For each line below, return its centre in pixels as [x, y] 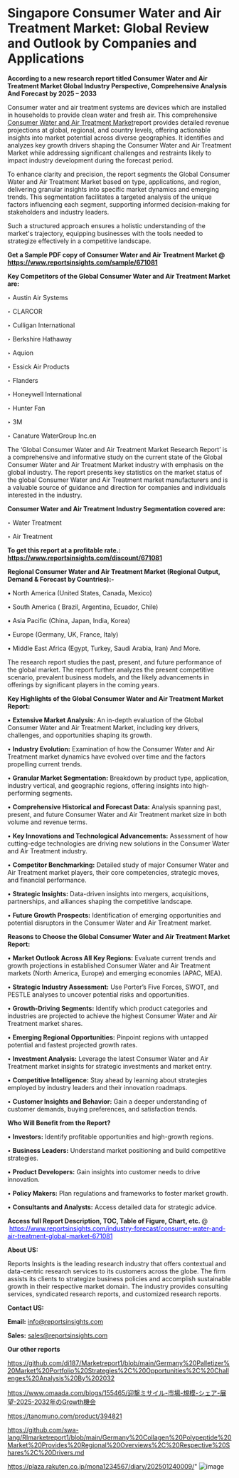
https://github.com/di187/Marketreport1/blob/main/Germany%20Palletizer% [118, 1362]
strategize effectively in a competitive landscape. [79, 241]
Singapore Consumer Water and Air [115, 13]
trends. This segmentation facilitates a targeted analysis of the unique [110, 197]
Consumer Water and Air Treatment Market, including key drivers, [104, 727]
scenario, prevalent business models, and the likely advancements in [108, 677]
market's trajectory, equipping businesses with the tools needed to [105, 233]
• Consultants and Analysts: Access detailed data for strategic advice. [112, 1207]
